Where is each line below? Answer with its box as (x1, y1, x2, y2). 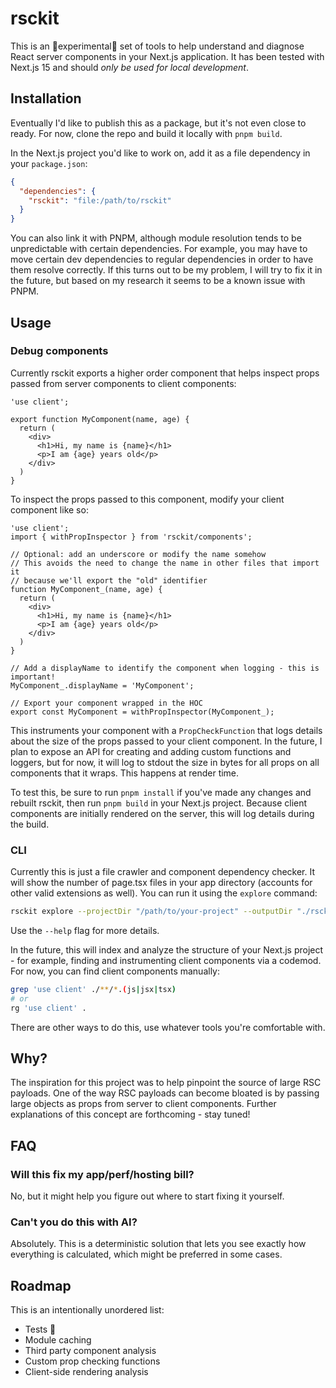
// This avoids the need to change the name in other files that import (10, 558, 320, 568)
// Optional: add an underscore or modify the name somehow (10, 549, 267, 559)
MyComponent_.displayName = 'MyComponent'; (10, 680, 195, 691)
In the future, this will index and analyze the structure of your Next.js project (10, 943, 324, 956)
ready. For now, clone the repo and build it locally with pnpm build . (10, 127, 283, 139)
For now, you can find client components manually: (10, 965, 221, 977)
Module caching (24, 1334, 92, 1346)
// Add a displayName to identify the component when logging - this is (10, 663, 320, 673)
